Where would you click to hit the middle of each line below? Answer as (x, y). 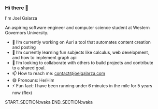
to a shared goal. (29, 68)
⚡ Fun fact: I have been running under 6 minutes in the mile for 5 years (82, 86)
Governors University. (27, 33)
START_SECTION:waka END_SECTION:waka (49, 102)
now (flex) (22, 93)
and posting (24, 47)
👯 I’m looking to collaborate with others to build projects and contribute (83, 63)
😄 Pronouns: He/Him (33, 80)
